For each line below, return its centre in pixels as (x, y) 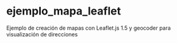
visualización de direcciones (42, 34)
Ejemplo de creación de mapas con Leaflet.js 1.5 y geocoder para (88, 28)
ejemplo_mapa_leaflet (63, 11)
